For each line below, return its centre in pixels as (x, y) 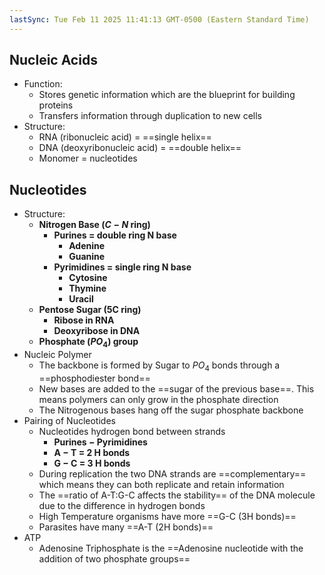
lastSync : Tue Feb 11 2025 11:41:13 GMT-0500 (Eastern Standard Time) (159, 19)
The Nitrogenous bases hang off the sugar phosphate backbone (171, 410)
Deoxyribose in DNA (97, 331)
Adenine (87, 246)
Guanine (87, 257)
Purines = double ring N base (115, 235)
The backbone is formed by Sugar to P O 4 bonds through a (159, 366)
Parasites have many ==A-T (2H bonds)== (126, 527)
